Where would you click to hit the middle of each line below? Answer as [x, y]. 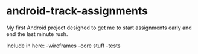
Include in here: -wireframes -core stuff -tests [63, 46]
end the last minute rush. [37, 34]
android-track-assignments [77, 11]
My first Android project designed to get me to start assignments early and [99, 28]
